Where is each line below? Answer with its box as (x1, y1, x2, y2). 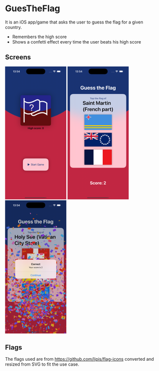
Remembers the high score (12, 34, 67, 40)
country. (5, 24, 22, 30)
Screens (5, 53, 31, 62)
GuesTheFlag (5, 3, 60, 14)
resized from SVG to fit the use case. (5, 361, 79, 367)
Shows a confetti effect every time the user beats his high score (12, 39, 141, 44)
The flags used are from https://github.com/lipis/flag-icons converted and (5, 356, 154, 362)
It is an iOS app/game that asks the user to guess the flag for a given (5, 19, 143, 25)
